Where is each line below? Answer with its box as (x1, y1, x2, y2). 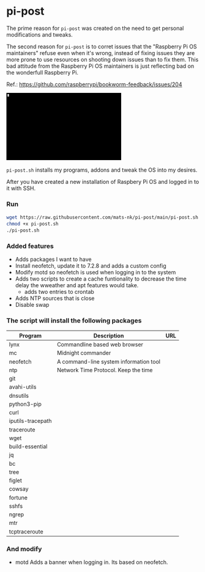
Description (93, 332, 124, 339)
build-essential (9, 443, 48, 450)
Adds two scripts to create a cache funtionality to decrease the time (15, 275, 187, 282)
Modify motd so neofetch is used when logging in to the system (15, 269, 176, 276)
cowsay (9, 485, 29, 493)
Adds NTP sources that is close (15, 295, 95, 302)
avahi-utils (9, 383, 37, 391)
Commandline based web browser (57, 341, 144, 348)
